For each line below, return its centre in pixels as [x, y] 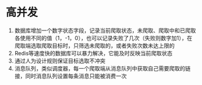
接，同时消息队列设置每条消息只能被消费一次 [71, 76]
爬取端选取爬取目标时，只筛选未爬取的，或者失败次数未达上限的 [94, 46]
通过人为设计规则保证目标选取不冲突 [60, 61]
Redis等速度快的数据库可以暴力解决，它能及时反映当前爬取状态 [93, 53]
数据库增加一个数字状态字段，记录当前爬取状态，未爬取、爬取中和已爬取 [105, 30]
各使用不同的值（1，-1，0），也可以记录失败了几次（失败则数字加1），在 [103, 38]
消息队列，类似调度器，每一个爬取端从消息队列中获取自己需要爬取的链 [103, 68]
